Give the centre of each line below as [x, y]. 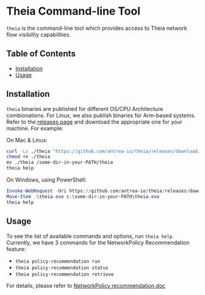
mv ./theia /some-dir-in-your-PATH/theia [60, 163]
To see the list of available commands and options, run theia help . [90, 236]
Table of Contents [41, 54]
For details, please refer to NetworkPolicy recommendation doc [86, 285]
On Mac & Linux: [27, 140]
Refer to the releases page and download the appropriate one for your [94, 122]
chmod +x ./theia [28, 157]
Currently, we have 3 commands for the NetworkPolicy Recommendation [98, 243]
